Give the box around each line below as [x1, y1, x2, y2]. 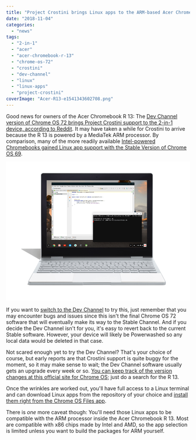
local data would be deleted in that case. [6, 337, 104, 344]
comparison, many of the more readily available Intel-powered [6, 138, 156, 145]
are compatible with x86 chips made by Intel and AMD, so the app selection [6, 421, 188, 428]
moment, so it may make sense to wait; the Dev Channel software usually [6, 361, 182, 368]
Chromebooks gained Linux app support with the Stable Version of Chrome [6, 144, 187, 151]
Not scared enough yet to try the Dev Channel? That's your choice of [6, 349, 172, 356]
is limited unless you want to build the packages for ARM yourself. [6, 427, 164, 434]
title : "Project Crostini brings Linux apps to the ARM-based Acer [6, 9, 174, 15]
